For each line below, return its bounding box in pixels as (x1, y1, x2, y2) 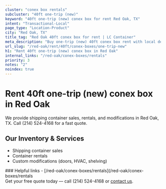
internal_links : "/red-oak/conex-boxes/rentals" (5, 53, 107, 58)
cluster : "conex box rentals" (5, 7, 68, 12)
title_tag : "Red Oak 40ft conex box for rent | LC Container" (5, 35, 136, 40)
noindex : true (5, 67, 35, 72)
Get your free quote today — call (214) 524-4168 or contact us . (5, 178, 133, 184)
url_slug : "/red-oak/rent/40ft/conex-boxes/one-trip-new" (5, 44, 127, 49)
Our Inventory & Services (5, 134, 84, 143)
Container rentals (12, 152, 48, 158)
